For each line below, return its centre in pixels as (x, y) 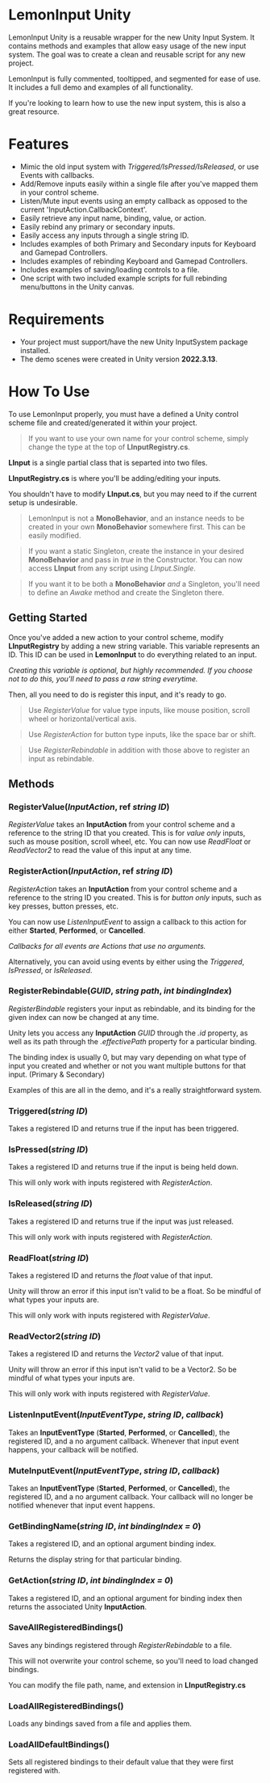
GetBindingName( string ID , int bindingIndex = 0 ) (105, 1526)
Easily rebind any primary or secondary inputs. (98, 226)
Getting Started (48, 618)
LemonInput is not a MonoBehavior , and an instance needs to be (136, 518)
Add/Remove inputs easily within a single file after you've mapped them (139, 183)
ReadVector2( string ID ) (55, 1336)
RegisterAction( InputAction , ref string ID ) (91, 871)
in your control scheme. (59, 192)
